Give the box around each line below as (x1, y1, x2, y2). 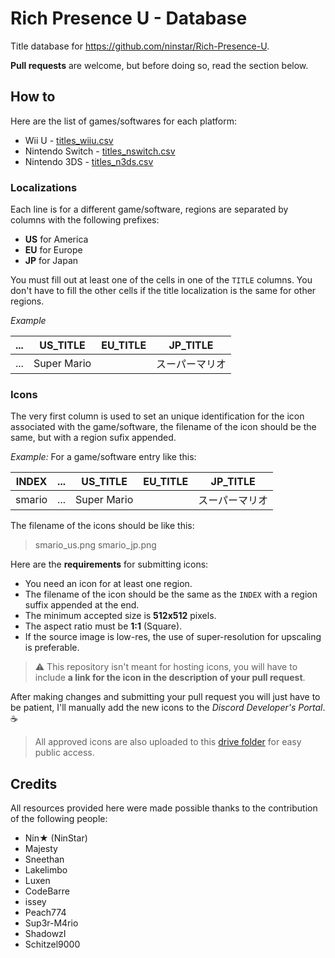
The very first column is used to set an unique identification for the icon (10, 410, 305, 422)
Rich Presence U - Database (10, 7, 248, 30)
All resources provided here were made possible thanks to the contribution (10, 802, 318, 814)
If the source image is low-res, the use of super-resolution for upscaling (24, 631, 322, 643)
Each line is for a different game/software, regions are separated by (10, 203, 289, 216)
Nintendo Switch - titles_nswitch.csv (24, 145, 176, 157)
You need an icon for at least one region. (24, 578, 193, 590)
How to (10, 88, 56, 106)
